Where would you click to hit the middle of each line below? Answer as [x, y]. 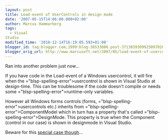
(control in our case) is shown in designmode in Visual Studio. [69, 122]
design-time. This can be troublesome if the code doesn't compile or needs [83, 86]
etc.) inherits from [65, 106]
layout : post [19, 10]
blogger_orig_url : [24, 51]
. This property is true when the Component [109, 117]
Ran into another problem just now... [42, 66]
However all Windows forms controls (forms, [51, 101]
